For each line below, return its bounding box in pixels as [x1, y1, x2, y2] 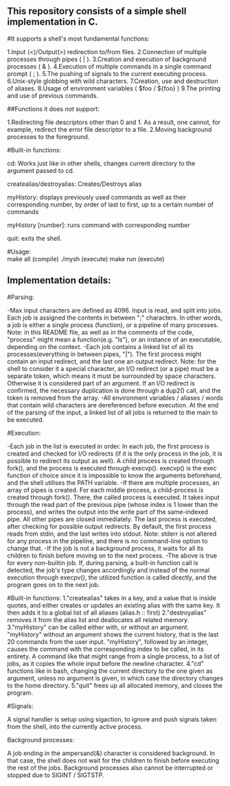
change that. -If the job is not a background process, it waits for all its [7, 544, 204, 552]
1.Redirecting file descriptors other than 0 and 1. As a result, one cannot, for [7, 118, 221, 126]
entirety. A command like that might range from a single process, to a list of [7, 652, 220, 660]
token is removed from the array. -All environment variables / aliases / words [7, 394, 223, 402]
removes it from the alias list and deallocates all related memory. [7, 615, 189, 623]
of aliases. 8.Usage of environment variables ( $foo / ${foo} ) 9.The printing [7, 84, 221, 92]
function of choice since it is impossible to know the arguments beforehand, [7, 471, 222, 479]
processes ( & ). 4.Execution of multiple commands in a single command [7, 62, 211, 71]
